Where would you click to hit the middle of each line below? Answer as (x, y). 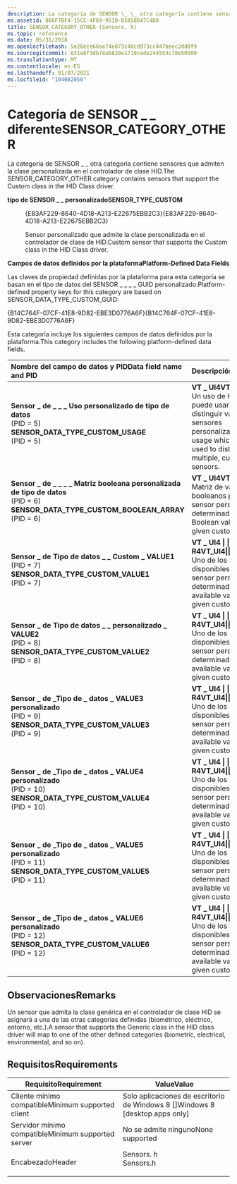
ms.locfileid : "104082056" (47, 79)
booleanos (209, 496)
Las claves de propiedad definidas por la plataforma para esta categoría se (116, 277)
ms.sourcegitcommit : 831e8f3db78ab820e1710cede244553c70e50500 (102, 54)
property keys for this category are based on (96, 292)
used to (204, 449)
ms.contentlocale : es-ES (44, 66)
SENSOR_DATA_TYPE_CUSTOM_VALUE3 (80, 725)
